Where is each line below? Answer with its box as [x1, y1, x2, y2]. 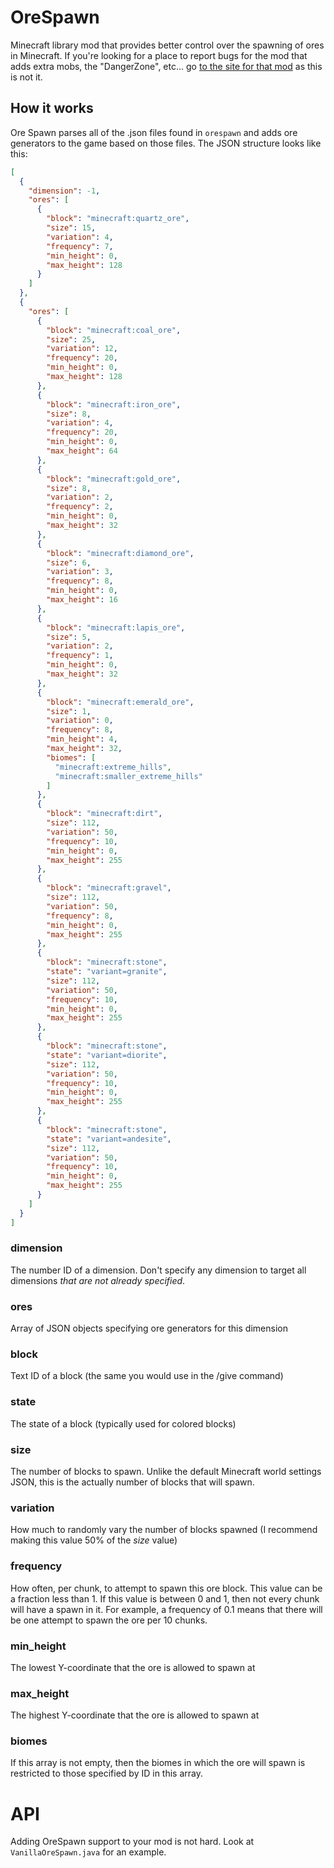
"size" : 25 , [46, 334, 97, 345]
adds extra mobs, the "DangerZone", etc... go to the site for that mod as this [10, 60, 323, 72]
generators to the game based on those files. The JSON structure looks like [10, 137, 322, 149]
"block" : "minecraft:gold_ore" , [46, 474, 182, 484]
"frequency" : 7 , [46, 241, 114, 251]
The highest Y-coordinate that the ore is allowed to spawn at [10, 1709, 260, 1721]
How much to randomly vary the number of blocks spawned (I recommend [10, 1524, 318, 1536]
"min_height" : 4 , [46, 734, 118, 745]
